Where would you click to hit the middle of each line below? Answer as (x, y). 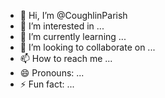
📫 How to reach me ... (66, 58)
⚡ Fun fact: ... (47, 84)
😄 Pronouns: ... (52, 73)
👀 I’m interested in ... (62, 26)
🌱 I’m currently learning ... (73, 36)
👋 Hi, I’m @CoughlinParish (73, 15)
